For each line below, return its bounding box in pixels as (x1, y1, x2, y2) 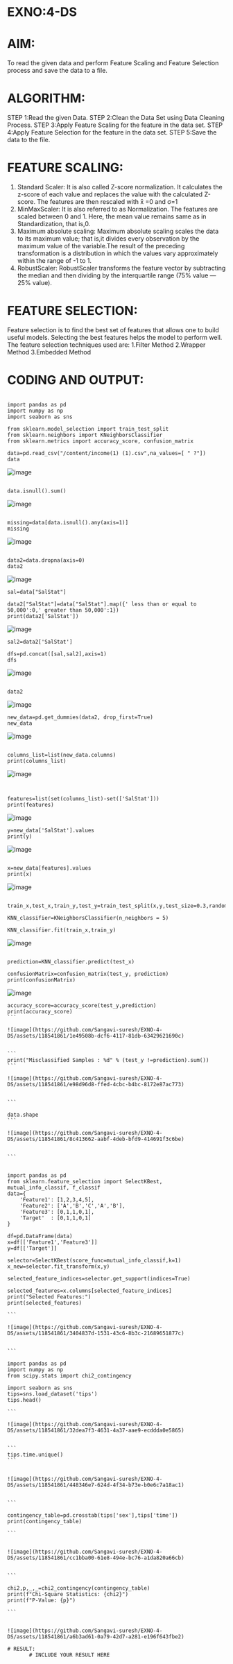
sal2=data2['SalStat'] (7, 638, 73, 645)
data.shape (7, 1111, 39, 1118)
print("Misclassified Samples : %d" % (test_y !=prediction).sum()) (7, 1056, 209, 1063)
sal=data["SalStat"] (7, 588, 67, 595)
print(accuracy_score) (7, 1008, 73, 1015)
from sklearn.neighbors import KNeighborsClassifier (7, 431, 163, 438)
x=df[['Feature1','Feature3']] (7, 1239, 98, 1246)
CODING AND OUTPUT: (7, 372, 144, 388)
